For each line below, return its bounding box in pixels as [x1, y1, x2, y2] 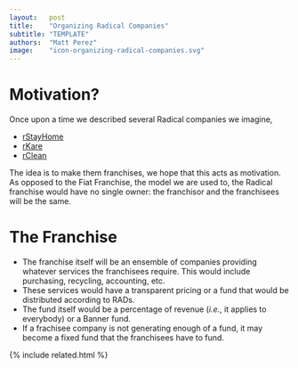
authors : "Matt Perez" [9, 37, 98, 47]
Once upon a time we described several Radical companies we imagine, [9, 114, 273, 125]
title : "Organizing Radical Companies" [9, 21, 169, 30]
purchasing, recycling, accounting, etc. [21, 275, 165, 286]
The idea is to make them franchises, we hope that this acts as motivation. [9, 168, 282, 178]
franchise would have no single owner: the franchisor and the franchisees [9, 186, 280, 197]
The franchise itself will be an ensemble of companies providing [21, 257, 258, 267]
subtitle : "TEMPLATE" [9, 29, 90, 38]
